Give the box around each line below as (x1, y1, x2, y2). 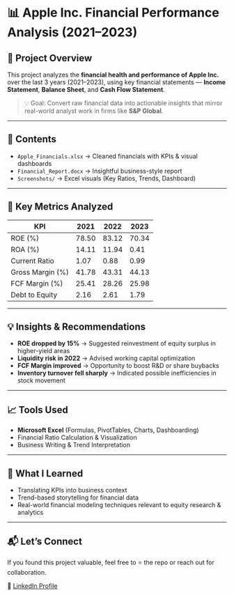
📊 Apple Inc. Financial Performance (7, 5, 219, 21)
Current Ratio (10, 256, 54, 265)
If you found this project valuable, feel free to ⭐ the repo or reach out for (7, 558, 214, 566)
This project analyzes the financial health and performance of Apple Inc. (7, 70, 219, 79)
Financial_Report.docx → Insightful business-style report (17, 166, 182, 175)
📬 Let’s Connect (7, 536, 82, 548)
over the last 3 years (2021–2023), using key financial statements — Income (7, 78, 226, 86)
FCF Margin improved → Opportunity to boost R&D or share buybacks (17, 362, 219, 370)
